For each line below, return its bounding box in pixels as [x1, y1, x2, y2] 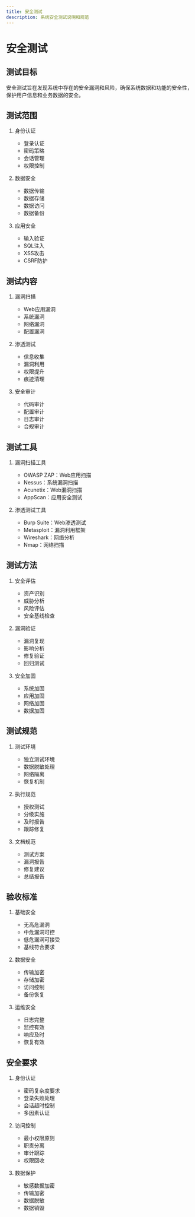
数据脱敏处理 [23, 763, 55, 770]
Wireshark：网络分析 [23, 534, 75, 541]
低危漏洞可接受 [23, 936, 60, 943]
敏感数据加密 [23, 1182, 55, 1189]
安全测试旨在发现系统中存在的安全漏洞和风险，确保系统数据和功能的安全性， [6, 84, 193, 91]
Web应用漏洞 [23, 306, 56, 313]
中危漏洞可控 [23, 928, 55, 936]
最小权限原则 [23, 1134, 55, 1142]
